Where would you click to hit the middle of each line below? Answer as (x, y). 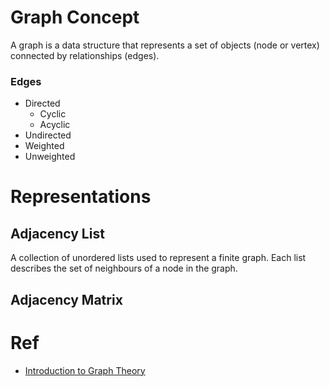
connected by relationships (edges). (85, 55)
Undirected (48, 135)
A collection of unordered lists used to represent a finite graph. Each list (158, 258)
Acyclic (55, 125)
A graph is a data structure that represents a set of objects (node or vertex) (165, 45)
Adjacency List (57, 233)
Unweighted (50, 157)
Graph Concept (75, 17)
